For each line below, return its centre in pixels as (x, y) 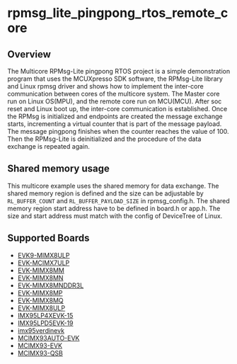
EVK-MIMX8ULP (41, 308)
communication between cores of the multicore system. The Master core (114, 94)
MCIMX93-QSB (40, 353)
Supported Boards (48, 238)
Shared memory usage (58, 169)
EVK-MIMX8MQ (40, 300)
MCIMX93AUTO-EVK (48, 338)
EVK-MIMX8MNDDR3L (51, 285)
